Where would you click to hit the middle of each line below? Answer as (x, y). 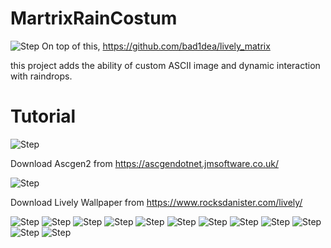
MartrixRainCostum (94, 18)
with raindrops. (41, 76)
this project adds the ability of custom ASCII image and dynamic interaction (165, 65)
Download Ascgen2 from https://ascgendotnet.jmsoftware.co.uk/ (144, 163)
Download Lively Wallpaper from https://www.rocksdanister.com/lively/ (156, 202)
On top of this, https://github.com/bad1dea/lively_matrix (156, 46)
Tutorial (43, 116)
